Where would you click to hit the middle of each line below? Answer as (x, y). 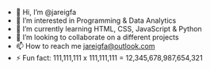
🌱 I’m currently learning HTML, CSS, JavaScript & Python (109, 29)
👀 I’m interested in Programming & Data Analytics (96, 20)
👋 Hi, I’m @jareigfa (46, 12)
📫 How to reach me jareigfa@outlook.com (85, 46)
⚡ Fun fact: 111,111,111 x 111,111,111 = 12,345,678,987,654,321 (109, 58)
